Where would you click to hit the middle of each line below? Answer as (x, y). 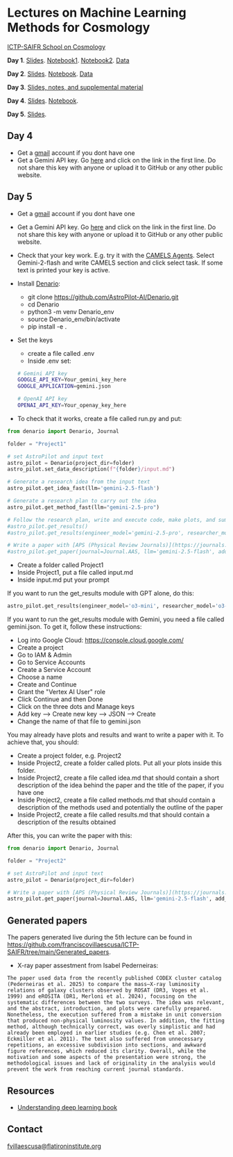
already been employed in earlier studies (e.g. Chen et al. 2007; (107, 1033)
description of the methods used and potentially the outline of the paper (120, 807)
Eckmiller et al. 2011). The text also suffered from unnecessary (105, 1039)
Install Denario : (39, 284)
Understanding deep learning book (67, 1107)
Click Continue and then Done (60, 699)
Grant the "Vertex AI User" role (61, 692)
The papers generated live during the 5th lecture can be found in (100, 937)
